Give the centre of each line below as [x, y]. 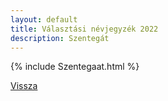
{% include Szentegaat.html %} [75, 67]
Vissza [24, 86]
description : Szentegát [60, 38]
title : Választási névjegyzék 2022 [84, 29]
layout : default [44, 19]
